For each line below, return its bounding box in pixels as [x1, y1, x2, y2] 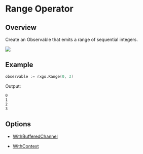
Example [5, 61, 33, 69]
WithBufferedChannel [12, 133, 58, 139]
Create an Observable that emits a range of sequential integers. [5, 36, 138, 42]
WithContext [12, 143, 39, 149]
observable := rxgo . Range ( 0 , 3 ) [5, 74, 74, 79]
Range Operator [5, 3, 74, 15]
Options [5, 120, 31, 129]
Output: [5, 83, 21, 89]
